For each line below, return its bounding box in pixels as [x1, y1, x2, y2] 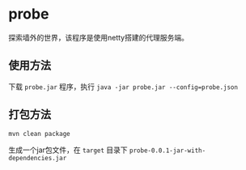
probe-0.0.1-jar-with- [129, 147, 206, 155]
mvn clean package [8, 130, 70, 138]
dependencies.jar [8, 155, 67, 163]
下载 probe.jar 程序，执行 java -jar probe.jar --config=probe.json [8, 82, 239, 91]
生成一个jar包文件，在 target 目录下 [8, 145, 128, 155]
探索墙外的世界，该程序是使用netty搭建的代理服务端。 [8, 32, 189, 42]
